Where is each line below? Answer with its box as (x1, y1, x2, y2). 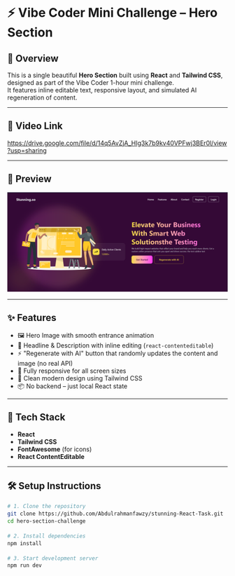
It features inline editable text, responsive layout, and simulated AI (7, 86, 197, 94)
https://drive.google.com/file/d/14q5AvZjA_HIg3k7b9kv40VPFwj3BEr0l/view (7, 139, 227, 147)
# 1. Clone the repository (7, 503, 86, 510)
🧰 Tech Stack (7, 411, 66, 423)
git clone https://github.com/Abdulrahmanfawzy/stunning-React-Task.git (7, 510, 224, 518)
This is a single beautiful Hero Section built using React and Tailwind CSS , (7, 71, 223, 79)
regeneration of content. (7, 93, 78, 102)
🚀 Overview (7, 53, 59, 64)
